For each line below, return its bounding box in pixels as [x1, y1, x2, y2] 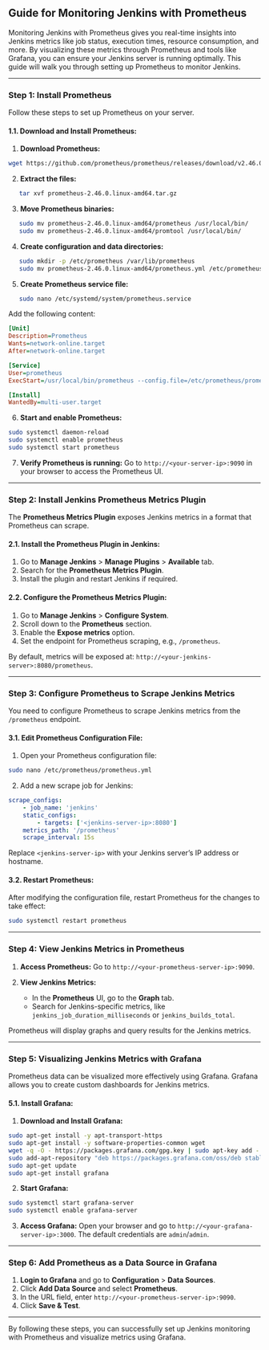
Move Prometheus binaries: [19, 204, 114, 214]
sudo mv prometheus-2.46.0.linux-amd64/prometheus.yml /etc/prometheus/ [18, 264, 267, 272]
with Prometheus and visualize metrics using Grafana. [8, 1332, 187, 1342]
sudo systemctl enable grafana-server [8, 1206, 138, 1215]
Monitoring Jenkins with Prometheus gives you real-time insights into [8, 27, 237, 37]
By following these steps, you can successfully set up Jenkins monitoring [8, 1324, 251, 1334]
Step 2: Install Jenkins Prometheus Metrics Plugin [8, 494, 207, 505]
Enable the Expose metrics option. [19, 627, 135, 637]
